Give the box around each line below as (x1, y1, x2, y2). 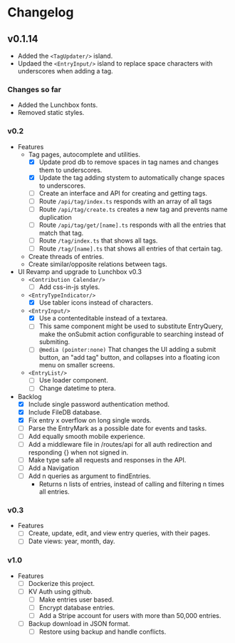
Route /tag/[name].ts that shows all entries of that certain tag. (38, 244, 223, 253)
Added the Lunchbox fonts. (17, 101, 98, 109)
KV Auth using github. (28, 587, 93, 596)
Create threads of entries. (28, 253, 105, 261)
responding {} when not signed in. (28, 447, 129, 457)
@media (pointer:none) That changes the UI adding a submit (38, 345, 216, 354)
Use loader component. (38, 376, 108, 385)
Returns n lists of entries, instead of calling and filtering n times (38, 480, 224, 489)
